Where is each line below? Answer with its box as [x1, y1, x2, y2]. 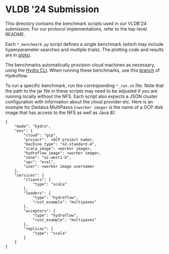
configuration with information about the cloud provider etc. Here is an [5, 98, 153, 105]
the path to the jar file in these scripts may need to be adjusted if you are [5, 88, 158, 94]
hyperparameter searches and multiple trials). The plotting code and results [5, 46, 164, 52]
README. [5, 31, 25, 37]
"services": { [14, 173, 44, 178]
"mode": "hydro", [14, 124, 51, 129]
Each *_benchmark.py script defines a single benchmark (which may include [5, 41, 164, 47]
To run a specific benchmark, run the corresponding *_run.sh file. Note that [5, 82, 164, 89]
